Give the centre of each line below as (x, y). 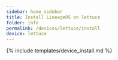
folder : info (22, 23)
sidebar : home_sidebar (34, 12)
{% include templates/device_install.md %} (59, 50)
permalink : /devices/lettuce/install (53, 28)
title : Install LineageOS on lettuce (53, 17)
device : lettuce (26, 34)
